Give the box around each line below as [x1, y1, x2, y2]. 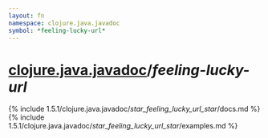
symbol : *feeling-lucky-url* [8, 26, 106, 34]
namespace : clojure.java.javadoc [8, 19, 120, 27]
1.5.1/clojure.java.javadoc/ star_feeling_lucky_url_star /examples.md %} [8, 121, 238, 131]
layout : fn [8, 11, 45, 20]
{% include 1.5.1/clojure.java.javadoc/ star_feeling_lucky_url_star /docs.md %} [8, 104, 261, 114]
